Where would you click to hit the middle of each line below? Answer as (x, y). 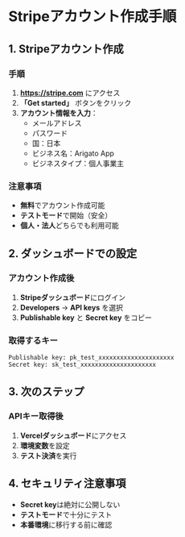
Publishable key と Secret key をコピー (86, 317)
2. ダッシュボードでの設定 (73, 254)
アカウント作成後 (41, 278)
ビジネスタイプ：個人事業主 (78, 163)
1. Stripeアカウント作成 (66, 49)
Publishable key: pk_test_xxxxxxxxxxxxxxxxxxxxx (91, 358)
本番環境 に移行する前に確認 (66, 524)
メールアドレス (57, 123)
